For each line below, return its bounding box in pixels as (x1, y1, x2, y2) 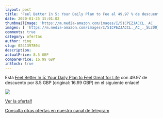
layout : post (5, 7, 32, 12)
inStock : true (5, 61, 34, 66)
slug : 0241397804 (5, 43, 40, 48)
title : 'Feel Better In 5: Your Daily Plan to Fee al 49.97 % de (5, 12, 140, 17)
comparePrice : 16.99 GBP (5, 57, 55, 62)
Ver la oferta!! (5, 98, 33, 104)
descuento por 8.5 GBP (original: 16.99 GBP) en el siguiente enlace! (5, 80, 140, 85)
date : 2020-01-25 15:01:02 (5, 16, 60, 21)
